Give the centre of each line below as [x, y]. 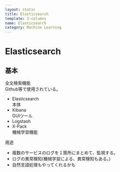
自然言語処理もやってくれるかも [44, 165]
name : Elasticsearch [26, 23]
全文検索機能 [18, 83]
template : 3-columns [26, 18]
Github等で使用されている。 [33, 89]
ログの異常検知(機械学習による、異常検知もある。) [61, 159]
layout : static [20, 9]
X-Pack [19, 126]
